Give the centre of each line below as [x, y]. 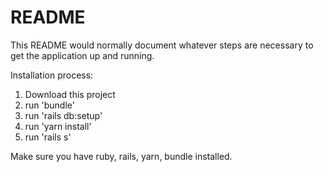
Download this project [70, 94]
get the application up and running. [82, 55]
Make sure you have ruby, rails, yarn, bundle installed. [121, 156]
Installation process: [52, 75]
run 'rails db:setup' [63, 115]
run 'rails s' [48, 137]
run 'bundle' [49, 105]
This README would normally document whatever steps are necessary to [162, 45]
